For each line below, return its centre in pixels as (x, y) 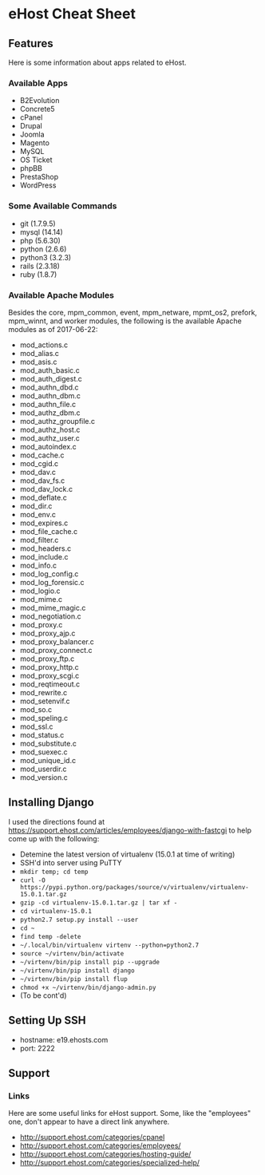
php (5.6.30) (40, 240)
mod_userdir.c (43, 769)
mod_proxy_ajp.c (47, 633)
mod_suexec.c (44, 752)
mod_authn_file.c (48, 404)
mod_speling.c (44, 718)
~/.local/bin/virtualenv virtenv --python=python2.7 (109, 945)
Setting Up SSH (47, 1021)
